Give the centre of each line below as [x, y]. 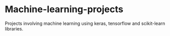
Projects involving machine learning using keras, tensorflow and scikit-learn [85, 23]
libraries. [14, 28]
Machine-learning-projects [64, 9]
